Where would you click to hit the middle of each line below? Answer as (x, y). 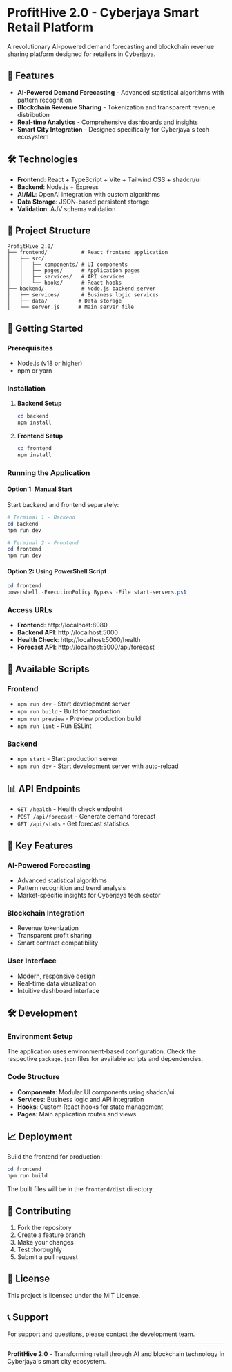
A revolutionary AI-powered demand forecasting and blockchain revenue (111, 46)
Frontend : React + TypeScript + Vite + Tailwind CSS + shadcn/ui (109, 179)
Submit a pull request (47, 1257)
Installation (27, 388)
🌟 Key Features (40, 845)
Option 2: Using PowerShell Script (57, 571)
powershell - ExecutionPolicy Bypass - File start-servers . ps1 (97, 593)
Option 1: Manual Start (40, 489)
